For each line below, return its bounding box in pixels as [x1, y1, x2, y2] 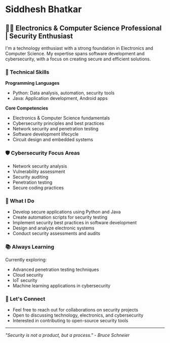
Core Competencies [5, 105, 49, 111]
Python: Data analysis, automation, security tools [12, 90, 115, 96]
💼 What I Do [5, 197, 34, 204]
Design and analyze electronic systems [12, 225, 95, 231]
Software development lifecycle [12, 131, 79, 138]
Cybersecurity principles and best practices [12, 120, 105, 126]
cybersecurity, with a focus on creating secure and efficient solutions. [5, 56, 151, 62]
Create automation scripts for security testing [12, 214, 108, 220]
